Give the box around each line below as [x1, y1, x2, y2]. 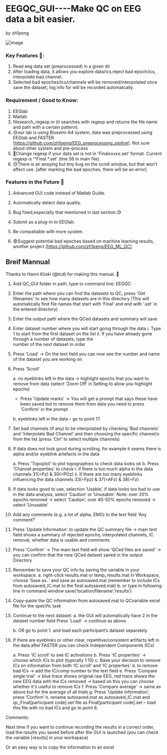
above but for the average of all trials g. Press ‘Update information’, [12, 689, 150, 695]
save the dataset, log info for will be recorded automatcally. [12, 84, 134, 90]
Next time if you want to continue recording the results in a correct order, [5, 724, 155, 730]
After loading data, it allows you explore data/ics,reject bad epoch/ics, [12, 69, 156, 75]
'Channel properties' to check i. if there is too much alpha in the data [12, 466, 153, 472]
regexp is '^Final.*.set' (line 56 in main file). [12, 156, 101, 162]
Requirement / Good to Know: [5, 97, 78, 104]
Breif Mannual [5, 258, 50, 266]
